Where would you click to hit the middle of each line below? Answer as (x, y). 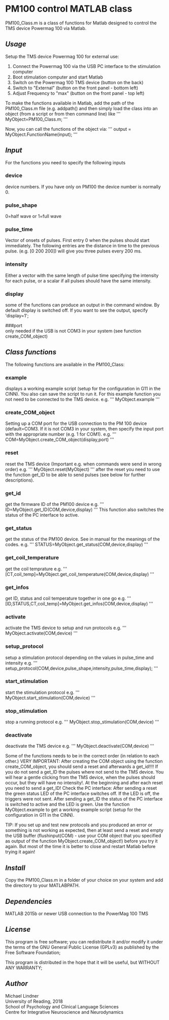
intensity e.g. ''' (22, 663)
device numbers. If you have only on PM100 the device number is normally (83, 187)
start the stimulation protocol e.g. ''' (43, 692)
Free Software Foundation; (33, 952)
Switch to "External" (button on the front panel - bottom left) (75, 88)
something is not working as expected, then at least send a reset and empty (84, 830)
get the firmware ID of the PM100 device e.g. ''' (55, 504)
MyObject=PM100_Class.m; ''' (36, 119)
